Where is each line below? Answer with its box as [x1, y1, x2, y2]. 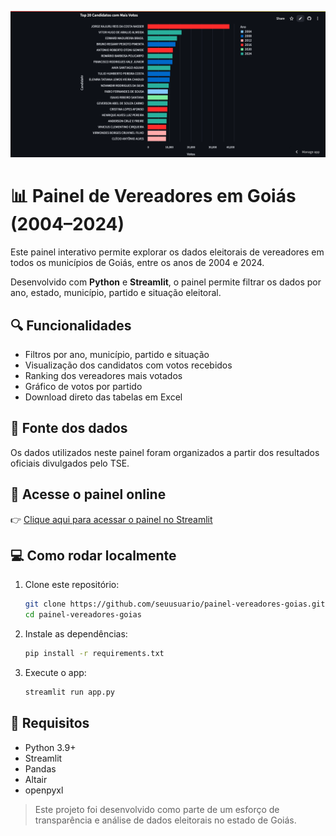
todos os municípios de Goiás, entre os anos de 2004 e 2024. [10, 257, 265, 269]
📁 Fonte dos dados [10, 420, 128, 437]
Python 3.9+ [24, 741, 77, 753]
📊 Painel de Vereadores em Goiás [10, 185, 297, 208]
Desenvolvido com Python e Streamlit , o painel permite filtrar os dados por [10, 276, 322, 288]
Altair [24, 773, 48, 785]
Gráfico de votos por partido [24, 381, 143, 393]
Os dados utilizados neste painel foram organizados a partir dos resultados [10, 446, 320, 458]
